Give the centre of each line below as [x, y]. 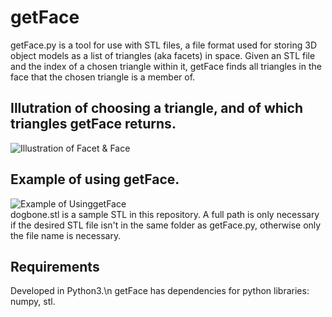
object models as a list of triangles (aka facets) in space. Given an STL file [163, 55]
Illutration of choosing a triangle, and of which [156, 108]
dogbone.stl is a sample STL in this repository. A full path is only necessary [165, 214]
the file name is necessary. [66, 235]
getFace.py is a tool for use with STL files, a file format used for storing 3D [164, 45]
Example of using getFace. [95, 179]
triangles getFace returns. [93, 124]
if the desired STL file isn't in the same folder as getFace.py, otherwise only [166, 225]
